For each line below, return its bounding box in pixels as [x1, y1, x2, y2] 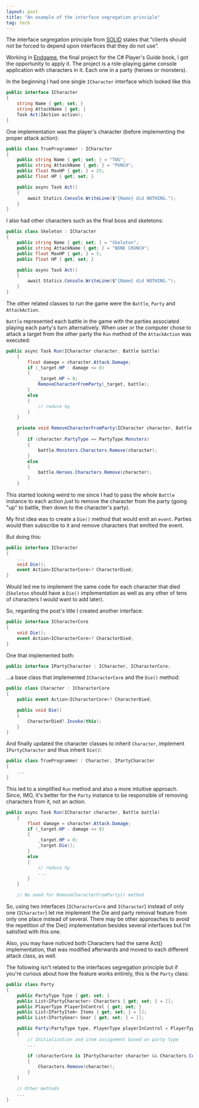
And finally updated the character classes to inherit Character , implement [6, 740, 185, 747]
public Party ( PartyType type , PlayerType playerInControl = [17, 1025, 168, 1032]
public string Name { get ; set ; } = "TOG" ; [17, 157, 126, 163]
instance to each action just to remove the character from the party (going [6, 497, 187, 504]
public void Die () [17, 707, 62, 713]
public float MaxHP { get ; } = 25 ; [17, 168, 105, 174]
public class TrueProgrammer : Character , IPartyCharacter [6, 758, 155, 764]
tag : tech [6, 20, 31, 26]
